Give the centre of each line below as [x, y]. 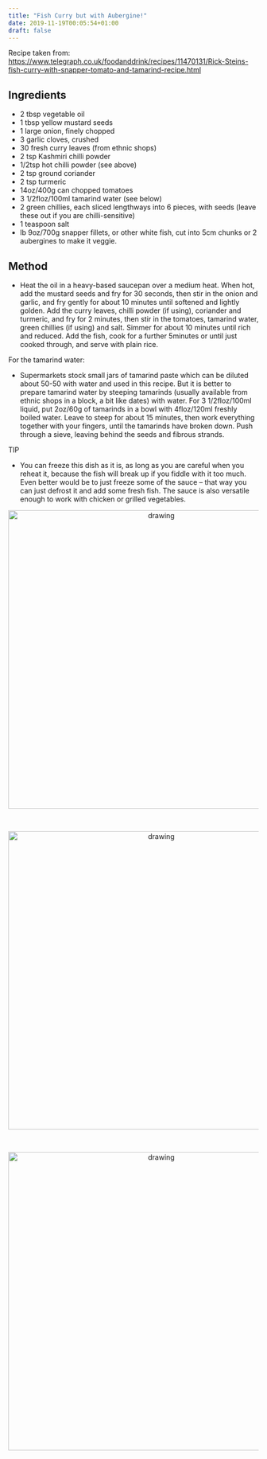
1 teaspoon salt [44, 224]
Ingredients [37, 95]
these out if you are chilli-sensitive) [77, 216]
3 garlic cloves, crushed [59, 139]
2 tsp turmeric [43, 182]
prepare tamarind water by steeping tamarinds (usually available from [133, 392]
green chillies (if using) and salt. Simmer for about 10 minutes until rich [135, 328]
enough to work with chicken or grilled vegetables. [103, 499]
